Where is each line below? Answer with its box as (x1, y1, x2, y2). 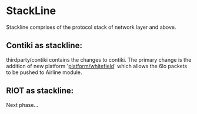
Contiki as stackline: (6, 41, 82, 51)
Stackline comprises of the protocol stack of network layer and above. (6, 24, 176, 31)
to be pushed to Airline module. (6, 69, 82, 76)
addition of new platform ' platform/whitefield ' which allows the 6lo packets (6, 62, 187, 69)
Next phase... (6, 101, 39, 108)
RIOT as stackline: (6, 86, 74, 96)
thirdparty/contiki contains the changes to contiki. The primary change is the (6, 56, 192, 63)
